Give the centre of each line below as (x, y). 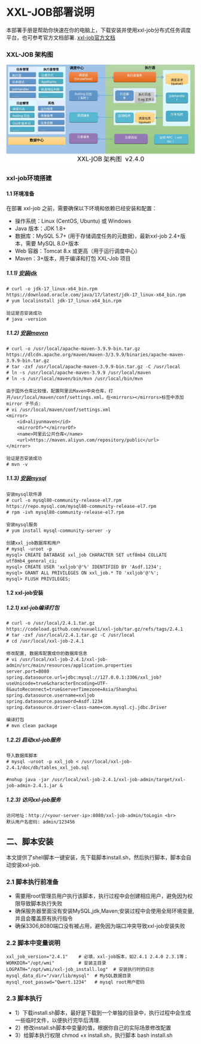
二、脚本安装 (30, 842)
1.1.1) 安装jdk (22, 273)
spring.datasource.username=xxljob (51, 695)
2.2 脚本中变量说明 (33, 943)
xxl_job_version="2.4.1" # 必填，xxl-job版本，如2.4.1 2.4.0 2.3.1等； (97, 957)
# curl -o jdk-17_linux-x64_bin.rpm (52, 289)
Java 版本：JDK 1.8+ (40, 228)
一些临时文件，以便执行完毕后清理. (57, 1020)
